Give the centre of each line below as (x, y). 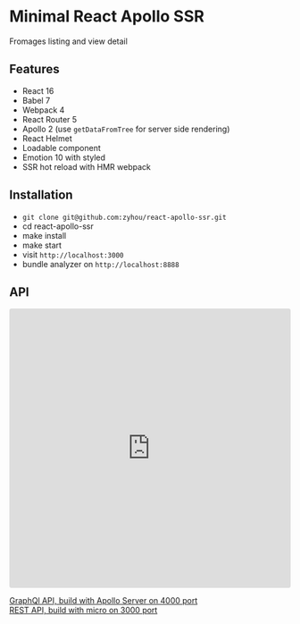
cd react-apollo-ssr (58, 226)
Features (34, 69)
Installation (41, 195)
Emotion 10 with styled (63, 157)
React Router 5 (50, 119)
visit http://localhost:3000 (73, 254)
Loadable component (61, 148)
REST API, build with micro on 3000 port (83, 611)
